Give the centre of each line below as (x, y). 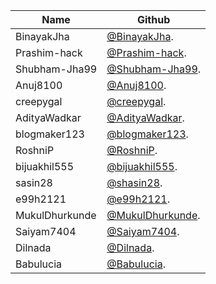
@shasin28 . (134, 182)
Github (153, 19)
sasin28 (34, 182)
